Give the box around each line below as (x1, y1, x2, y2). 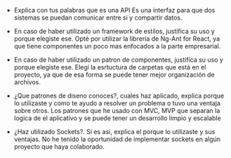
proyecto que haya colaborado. (13, 143, 105, 150)
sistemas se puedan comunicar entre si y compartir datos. (13, 13, 183, 22)
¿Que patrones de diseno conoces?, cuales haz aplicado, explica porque (13, 91, 225, 100)
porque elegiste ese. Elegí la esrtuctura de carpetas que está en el (13, 63, 206, 71)
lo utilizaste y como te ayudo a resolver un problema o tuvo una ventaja (13, 99, 221, 107)
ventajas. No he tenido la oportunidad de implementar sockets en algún (13, 135, 221, 143)
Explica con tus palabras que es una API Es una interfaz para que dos (13, 6, 216, 14)
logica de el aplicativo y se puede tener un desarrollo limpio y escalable (13, 114, 221, 122)
